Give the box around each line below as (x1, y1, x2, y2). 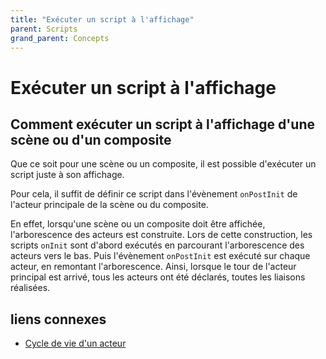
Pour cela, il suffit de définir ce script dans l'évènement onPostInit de (10, 188, 298, 200)
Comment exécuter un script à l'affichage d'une (10, 116, 316, 133)
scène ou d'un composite (10, 131, 172, 148)
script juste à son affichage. (10, 169, 125, 181)
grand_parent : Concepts (10, 33, 110, 43)
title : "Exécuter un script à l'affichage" (10, 14, 195, 25)
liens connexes (10, 311, 107, 328)
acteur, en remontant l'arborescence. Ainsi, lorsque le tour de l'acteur (10, 261, 297, 273)
